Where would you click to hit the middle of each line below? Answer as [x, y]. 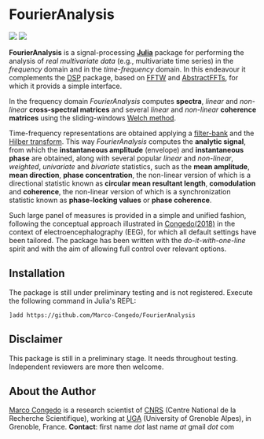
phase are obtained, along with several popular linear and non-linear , [121, 158]
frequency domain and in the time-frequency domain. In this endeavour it [127, 69]
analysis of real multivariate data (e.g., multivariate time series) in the [121, 61]
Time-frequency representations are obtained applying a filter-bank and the [132, 133]
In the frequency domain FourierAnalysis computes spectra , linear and [123, 101]
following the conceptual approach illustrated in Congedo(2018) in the [122, 223]
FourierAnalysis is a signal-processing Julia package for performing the [126, 52]
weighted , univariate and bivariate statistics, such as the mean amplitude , [129, 166]
